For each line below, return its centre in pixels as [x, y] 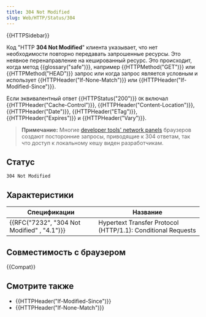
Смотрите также [40, 286]
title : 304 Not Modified [38, 12]
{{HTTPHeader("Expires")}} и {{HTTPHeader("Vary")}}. [77, 118]
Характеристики [40, 195]
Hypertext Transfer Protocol [139, 223]
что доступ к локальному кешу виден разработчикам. [92, 143]
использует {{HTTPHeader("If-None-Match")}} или [72, 80]
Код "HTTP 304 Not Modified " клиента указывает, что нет [82, 47]
